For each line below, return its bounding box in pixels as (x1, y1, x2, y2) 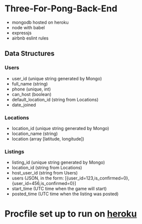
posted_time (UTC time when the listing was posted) (11, 191, 119, 197)
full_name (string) (11, 81, 48, 87)
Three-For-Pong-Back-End (4, 3, 117, 14)
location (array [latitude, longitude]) (11, 135, 85, 141)
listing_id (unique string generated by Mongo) (11, 159, 105, 166)
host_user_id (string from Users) (11, 170, 78, 176)
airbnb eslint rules (11, 35, 49, 41)
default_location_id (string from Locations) (11, 96, 98, 102)
